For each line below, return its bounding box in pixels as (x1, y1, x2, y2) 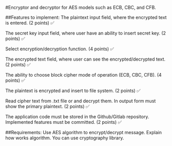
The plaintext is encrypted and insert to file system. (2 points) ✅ (5, 87, 141, 94)
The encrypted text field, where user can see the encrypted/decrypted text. (5, 56, 166, 62)
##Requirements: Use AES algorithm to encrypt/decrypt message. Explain (5, 130, 162, 135)
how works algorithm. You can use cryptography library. (5, 135, 124, 141)
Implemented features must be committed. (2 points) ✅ (5, 119, 122, 125)
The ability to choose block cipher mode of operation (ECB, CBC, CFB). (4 (5, 72, 162, 78)
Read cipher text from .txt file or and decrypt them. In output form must (5, 98, 156, 104)
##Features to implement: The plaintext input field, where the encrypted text (5, 14, 167, 20)
